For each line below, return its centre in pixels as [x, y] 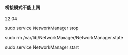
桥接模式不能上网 [23, 7]
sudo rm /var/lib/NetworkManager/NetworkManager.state [64, 38]
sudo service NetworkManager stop [42, 28]
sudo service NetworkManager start [42, 47]
